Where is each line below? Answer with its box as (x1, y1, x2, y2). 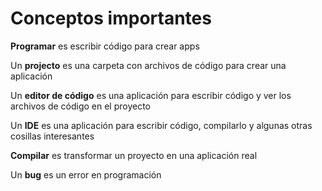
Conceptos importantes (10, 7, 212, 30)
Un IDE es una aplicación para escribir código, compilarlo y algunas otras (10, 119, 313, 131)
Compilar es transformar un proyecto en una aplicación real (10, 149, 258, 161)
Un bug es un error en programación (10, 168, 162, 181)
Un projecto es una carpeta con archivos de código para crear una (10, 59, 287, 71)
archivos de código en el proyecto (10, 100, 152, 112)
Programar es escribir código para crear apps (10, 40, 200, 52)
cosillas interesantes (10, 130, 95, 142)
